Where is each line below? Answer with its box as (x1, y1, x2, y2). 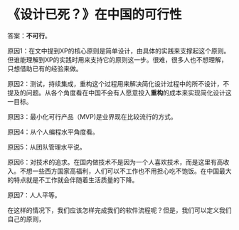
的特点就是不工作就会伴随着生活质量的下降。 (7, 175, 139, 184)
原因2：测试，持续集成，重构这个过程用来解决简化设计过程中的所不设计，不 (7, 79, 230, 88)
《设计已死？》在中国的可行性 (7, 6, 183, 23)
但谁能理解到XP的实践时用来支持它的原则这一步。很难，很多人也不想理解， (7, 55, 228, 64)
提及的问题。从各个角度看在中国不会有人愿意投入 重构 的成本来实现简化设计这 (7, 88, 232, 97)
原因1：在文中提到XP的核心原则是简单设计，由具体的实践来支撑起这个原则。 (7, 46, 230, 55)
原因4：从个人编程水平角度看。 (7, 127, 100, 136)
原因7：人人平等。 (7, 190, 61, 199)
